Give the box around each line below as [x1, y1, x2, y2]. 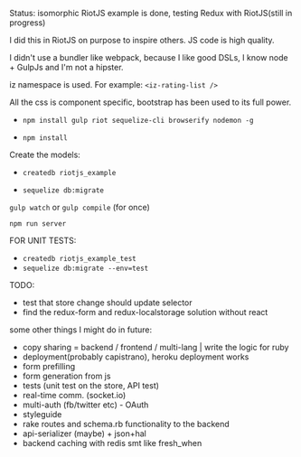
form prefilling [22, 361, 76, 371]
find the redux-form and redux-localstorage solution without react [22, 307, 268, 317]
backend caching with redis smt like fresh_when [22, 438, 202, 448]
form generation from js [22, 370, 111, 381]
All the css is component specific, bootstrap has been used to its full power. [9, 97, 292, 107]
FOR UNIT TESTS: [9, 235, 77, 246]
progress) [9, 17, 46, 28]
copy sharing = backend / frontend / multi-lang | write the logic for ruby [22, 342, 289, 352]
